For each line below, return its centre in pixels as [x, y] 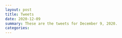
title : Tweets [20, 14]
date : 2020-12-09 [23, 19]
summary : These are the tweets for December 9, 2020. [61, 23]
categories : [17, 28]
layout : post [18, 10]
